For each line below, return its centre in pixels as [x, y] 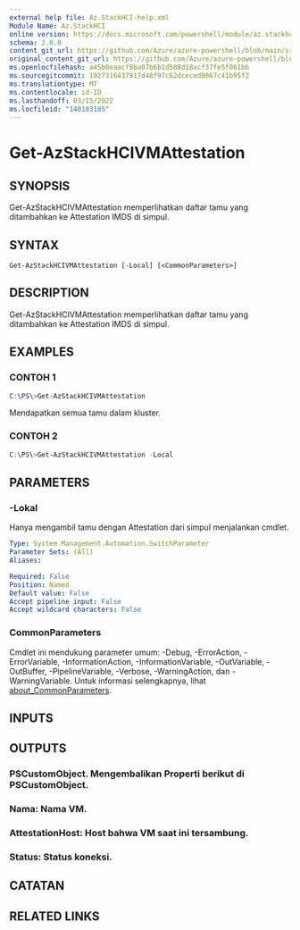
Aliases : [25, 561]
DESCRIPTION [49, 293]
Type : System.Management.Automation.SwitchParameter [109, 544]
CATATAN [37, 886]
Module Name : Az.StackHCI [57, 26]
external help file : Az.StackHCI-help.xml [89, 17]
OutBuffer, [28, 671]
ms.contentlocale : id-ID [55, 92]
